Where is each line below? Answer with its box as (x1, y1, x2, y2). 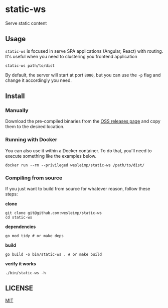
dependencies (5, 224, 36, 230)
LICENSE (5, 284, 34, 292)
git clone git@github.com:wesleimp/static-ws (5, 211, 102, 216)
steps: (5, 191, 18, 197)
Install (5, 92, 25, 100)
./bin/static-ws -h (5, 270, 46, 276)
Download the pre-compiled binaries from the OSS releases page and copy (5, 118, 160, 124)
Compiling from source (5, 174, 63, 181)
